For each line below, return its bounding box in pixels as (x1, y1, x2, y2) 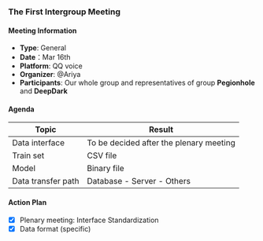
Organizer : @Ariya (19, 70, 81, 79)
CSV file (87, 150, 117, 161)
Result (149, 124, 174, 135)
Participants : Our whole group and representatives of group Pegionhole (19, 78, 256, 88)
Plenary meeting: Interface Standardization (19, 215, 159, 225)
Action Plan (8, 197, 47, 206)
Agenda (8, 104, 35, 114)
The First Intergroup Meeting (8, 6, 120, 17)
